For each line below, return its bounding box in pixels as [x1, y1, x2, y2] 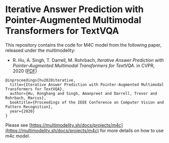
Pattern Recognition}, [5, 104, 53, 110]
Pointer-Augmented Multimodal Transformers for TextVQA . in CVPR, [12, 62, 155, 68]
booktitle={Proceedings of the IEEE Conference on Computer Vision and [10, 100, 164, 105]
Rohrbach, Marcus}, [5, 95, 47, 100]
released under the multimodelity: [5, 47, 76, 53]
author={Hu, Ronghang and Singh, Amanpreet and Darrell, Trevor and [10, 91, 157, 96]
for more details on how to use [100, 127, 164, 133]
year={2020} [10, 109, 35, 114]
